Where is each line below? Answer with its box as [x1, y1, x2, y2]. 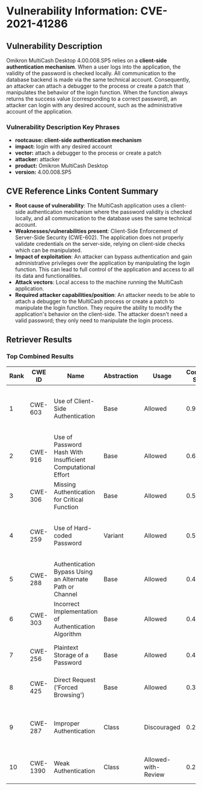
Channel [54, 590, 78, 598]
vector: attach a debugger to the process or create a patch [14, 149, 162, 157]
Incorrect [54, 599, 80, 608]
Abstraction [103, 372, 138, 380]
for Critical [54, 495, 84, 503]
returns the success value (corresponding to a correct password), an [6, 95, 177, 102]
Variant [103, 531, 124, 539]
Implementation [54, 607, 98, 616]
